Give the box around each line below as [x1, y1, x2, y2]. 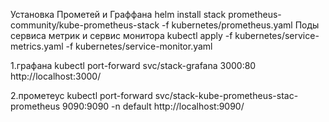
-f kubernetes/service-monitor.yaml [65, 40, 213, 52]
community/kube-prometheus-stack [10, 19, 160, 31]
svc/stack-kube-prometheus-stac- [154, 90, 299, 101]
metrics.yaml [10, 40, 64, 52]
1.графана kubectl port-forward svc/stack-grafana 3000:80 [10, 60, 257, 71]
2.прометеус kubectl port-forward [10, 90, 153, 101]
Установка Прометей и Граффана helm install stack [10, 9, 227, 20]
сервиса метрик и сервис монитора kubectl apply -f [10, 30, 233, 41]
